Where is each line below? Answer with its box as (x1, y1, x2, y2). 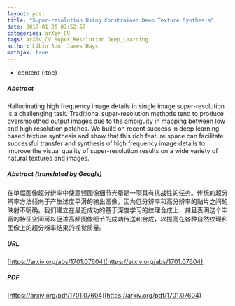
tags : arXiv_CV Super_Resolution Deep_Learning (7, 36, 149, 43)
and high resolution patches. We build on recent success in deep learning (7, 124, 220, 133)
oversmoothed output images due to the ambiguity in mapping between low (7, 117, 226, 125)
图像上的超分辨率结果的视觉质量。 (7, 223, 106, 231)
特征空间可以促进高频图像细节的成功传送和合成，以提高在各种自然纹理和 (19, 214, 228, 223)
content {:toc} (17, 68, 58, 77)
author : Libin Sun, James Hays (7, 43, 99, 50)
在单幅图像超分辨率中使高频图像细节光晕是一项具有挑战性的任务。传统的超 (7, 188, 222, 196)
